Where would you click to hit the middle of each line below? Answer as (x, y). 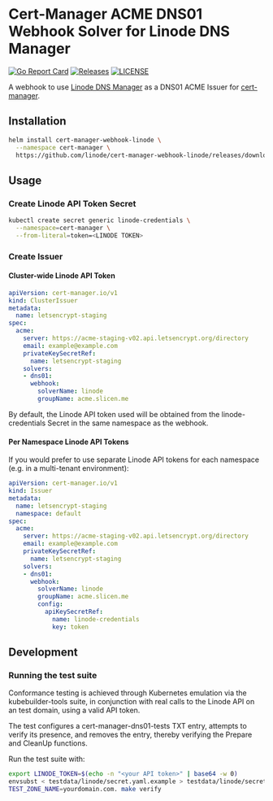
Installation (37, 122)
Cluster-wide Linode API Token (62, 276)
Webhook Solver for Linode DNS (119, 31)
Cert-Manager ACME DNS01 (106, 14)
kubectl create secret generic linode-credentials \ (100, 220)
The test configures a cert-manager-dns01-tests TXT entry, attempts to (128, 726)
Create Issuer (36, 256)
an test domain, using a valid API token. (74, 710)
